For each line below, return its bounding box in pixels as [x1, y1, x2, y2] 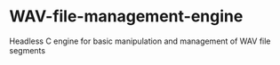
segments [9, 45, 46, 55]
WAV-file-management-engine [9, 6, 244, 27]
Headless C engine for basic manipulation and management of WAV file [9, 36, 271, 46]
